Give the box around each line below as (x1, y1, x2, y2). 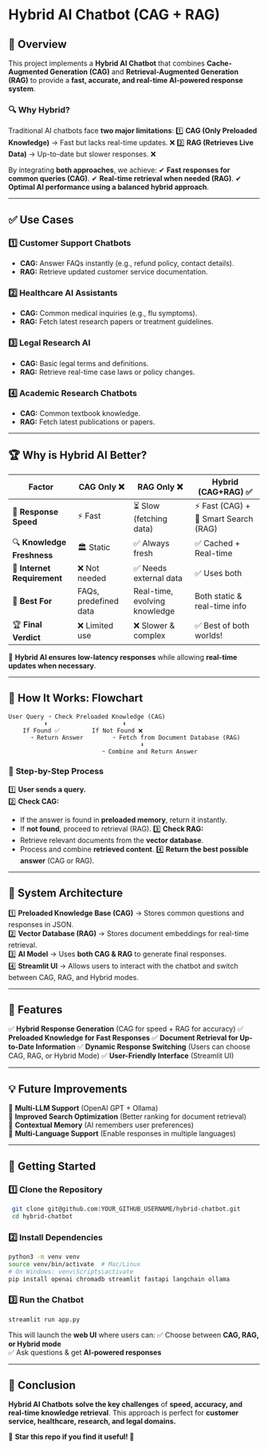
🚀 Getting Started (8, 1159, 97, 1173)
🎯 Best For (12, 595, 53, 606)
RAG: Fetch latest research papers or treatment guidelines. (19, 317, 214, 326)
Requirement (12, 572, 62, 583)
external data (132, 572, 183, 583)
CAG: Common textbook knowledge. (19, 409, 141, 418)
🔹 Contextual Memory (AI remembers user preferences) (8, 1120, 194, 1130)
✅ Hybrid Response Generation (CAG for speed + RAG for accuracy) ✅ (8, 1024, 244, 1034)
